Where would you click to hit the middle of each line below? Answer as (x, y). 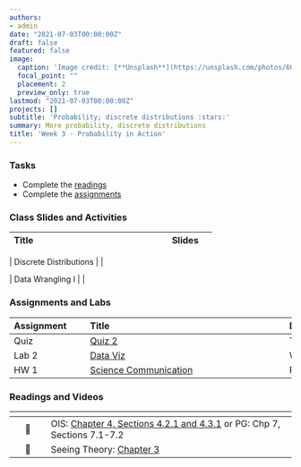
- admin (24, 26)
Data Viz (107, 355)
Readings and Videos (57, 396)
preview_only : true (54, 92)
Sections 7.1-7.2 (87, 435)
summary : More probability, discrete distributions (107, 126)
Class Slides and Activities (69, 217)
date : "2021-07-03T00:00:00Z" (66, 34)
